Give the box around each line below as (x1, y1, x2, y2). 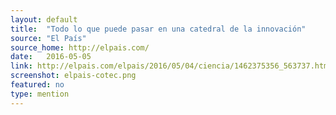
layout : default (10, 14, 78, 25)
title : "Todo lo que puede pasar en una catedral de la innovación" (10, 24, 307, 34)
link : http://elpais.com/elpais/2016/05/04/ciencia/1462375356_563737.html (10, 61, 333, 71)
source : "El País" (10, 33, 87, 43)
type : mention (10, 89, 70, 99)
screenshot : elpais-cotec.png (10, 71, 137, 81)
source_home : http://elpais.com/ (10, 42, 150, 53)
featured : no (10, 80, 65, 90)
